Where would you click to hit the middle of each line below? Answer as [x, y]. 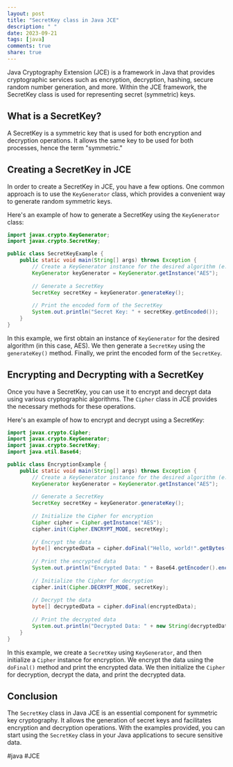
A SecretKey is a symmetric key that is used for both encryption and [104, 133]
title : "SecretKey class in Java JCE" [63, 20]
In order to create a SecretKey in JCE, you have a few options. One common [116, 186]
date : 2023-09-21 [32, 33]
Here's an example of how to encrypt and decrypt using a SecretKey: [106, 420]
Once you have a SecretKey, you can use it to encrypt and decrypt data [109, 391]
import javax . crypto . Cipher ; [49, 433]
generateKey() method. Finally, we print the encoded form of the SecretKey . [115, 353]
